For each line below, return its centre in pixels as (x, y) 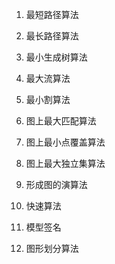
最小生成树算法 (56, 57)
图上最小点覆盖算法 (65, 142)
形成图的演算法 (56, 184)
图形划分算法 (52, 248)
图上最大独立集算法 (65, 163)
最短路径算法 (52, 14)
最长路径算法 (52, 36)
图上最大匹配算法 (61, 121)
